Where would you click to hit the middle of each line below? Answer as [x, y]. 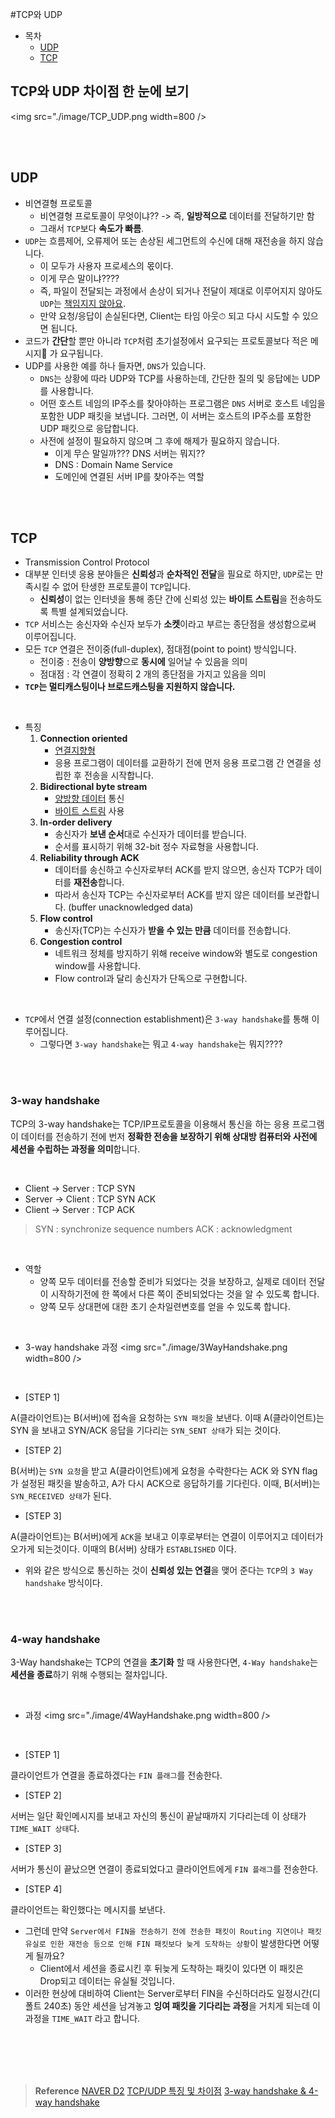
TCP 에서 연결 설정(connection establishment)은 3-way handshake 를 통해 [167, 1019]
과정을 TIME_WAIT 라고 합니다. [82, 2019]
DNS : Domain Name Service [113, 464]
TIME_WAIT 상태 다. [45, 1829]
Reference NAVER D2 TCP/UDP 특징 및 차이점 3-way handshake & [170, 2091]
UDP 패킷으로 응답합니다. [89, 428]
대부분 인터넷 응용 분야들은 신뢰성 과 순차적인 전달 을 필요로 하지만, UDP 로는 [168, 574]
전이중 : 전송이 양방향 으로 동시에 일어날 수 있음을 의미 [143, 662]
